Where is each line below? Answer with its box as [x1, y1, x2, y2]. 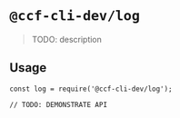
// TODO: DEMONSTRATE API [9, 100, 107, 109]
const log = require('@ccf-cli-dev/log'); [9, 84, 173, 93]
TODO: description [31, 34, 103, 44]
